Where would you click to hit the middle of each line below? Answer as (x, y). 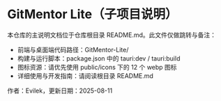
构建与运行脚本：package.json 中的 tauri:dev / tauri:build (99, 58)
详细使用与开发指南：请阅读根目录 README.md (85, 76)
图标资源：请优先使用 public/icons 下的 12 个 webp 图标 (97, 67)
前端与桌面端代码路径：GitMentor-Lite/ (73, 49)
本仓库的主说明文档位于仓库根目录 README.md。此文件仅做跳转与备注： (112, 35)
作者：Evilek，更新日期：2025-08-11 (60, 91)
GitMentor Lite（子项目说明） (92, 14)
